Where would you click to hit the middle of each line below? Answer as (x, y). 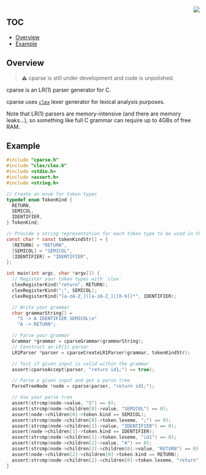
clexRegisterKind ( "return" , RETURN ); (60, 285)
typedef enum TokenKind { (39, 200)
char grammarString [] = (42, 313)
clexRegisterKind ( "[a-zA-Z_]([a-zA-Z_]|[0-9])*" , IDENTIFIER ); (94, 296)
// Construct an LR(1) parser (50, 347)
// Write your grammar (41, 307)
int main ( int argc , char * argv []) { (53, 273)
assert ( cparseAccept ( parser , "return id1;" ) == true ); (83, 369)
